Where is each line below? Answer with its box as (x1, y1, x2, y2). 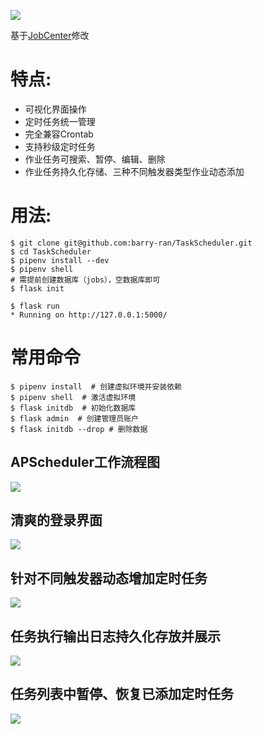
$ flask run (10, 301, 60, 311)
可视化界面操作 (24, 103, 87, 115)
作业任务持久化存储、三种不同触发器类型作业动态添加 (24, 165, 245, 177)
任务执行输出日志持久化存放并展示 (10, 628, 221, 645)
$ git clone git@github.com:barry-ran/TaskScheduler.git (10, 238, 253, 248)
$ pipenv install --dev (10, 255, 110, 265)
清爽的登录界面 (10, 512, 103, 529)
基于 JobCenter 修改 (10, 30, 90, 41)
